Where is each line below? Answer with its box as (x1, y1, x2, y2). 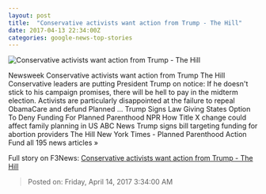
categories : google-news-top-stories (8, 33, 133, 42)
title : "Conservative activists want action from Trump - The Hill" (8, 19, 243, 27)
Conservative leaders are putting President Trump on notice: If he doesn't (8, 79, 249, 89)
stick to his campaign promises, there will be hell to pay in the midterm (8, 88, 239, 97)
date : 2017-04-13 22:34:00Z (8, 26, 101, 34)
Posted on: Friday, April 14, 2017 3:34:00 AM (27, 177, 173, 187)
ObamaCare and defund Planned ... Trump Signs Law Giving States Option (8, 105, 251, 114)
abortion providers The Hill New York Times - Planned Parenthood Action (8, 130, 247, 139)
